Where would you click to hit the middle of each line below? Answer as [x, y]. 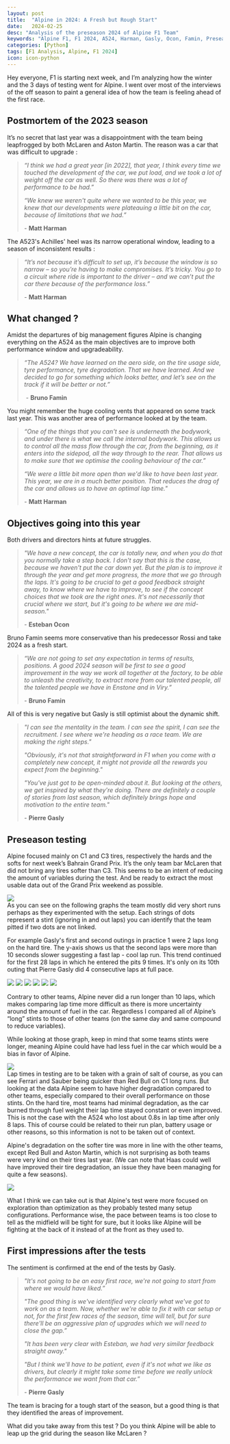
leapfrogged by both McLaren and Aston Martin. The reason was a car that [113, 144]
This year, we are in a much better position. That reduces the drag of [121, 481]
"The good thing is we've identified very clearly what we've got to [117, 1301]
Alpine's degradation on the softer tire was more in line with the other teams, [115, 1145]
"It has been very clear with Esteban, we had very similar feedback [119, 1343]
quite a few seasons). [37, 1174]
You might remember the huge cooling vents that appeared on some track [111, 411]
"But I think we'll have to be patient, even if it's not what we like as [117, 1364]
